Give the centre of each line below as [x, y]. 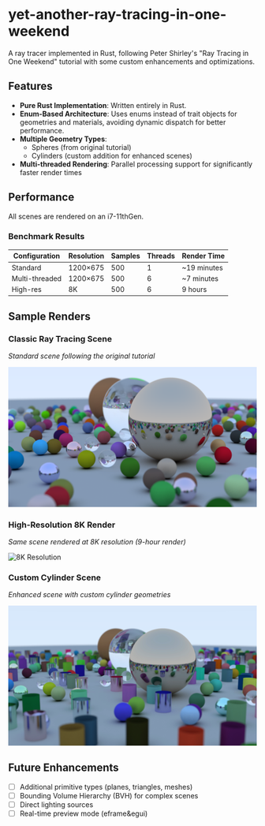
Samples [125, 256]
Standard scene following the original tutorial [82, 356]
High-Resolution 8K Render [62, 525]
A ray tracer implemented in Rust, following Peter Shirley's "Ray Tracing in [129, 53]
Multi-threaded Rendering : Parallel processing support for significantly [136, 164]
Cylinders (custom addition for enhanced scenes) [112, 155]
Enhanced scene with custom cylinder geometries [90, 595]
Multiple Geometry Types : [63, 139]
